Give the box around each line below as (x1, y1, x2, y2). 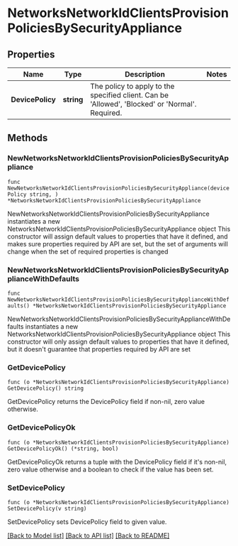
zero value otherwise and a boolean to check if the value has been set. (7, 465, 214, 474)
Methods (7, 132, 48, 144)
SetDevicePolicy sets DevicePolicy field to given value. (7, 517, 167, 526)
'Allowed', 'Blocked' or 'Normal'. (89, 99, 197, 109)
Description (125, 70, 165, 79)
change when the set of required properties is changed (7, 247, 169, 256)
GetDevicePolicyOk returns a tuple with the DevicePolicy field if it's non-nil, (7, 457, 227, 466)
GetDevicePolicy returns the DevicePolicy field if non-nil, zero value (7, 398, 205, 406)
